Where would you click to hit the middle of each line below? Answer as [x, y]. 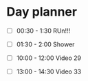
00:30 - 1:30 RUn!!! [43, 31]
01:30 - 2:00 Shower [45, 44]
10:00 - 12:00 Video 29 [49, 58]
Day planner [42, 12]
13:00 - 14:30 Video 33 [49, 71]
